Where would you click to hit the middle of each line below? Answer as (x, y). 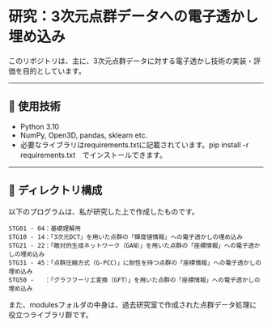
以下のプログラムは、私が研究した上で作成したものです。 (104, 211)
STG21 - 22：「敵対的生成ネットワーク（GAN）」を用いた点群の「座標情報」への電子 (128, 245)
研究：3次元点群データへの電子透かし (134, 17)
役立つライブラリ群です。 (51, 314)
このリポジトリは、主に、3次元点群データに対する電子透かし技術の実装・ (131, 61)
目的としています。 (54, 70)
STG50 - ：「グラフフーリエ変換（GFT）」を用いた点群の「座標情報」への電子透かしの (134, 280)
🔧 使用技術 (34, 106)
